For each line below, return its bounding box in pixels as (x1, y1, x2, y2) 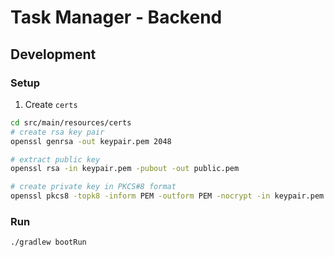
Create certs (24, 98, 78, 110)
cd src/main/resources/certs (10, 117, 132, 128)
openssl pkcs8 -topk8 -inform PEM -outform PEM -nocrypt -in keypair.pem (10, 191, 325, 201)
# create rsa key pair (10, 127, 105, 137)
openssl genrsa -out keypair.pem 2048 (10, 136, 172, 146)
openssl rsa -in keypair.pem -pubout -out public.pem (10, 164, 240, 174)
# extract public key (10, 154, 101, 165)
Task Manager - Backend (10, 6, 223, 29)
